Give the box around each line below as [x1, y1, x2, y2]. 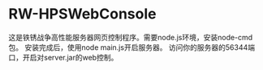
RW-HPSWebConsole [8, 5, 157, 23]
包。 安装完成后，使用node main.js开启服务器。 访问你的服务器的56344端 [8, 42, 256, 52]
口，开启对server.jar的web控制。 [8, 52, 119, 62]
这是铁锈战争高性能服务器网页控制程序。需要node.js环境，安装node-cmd [8, 32, 253, 42]
